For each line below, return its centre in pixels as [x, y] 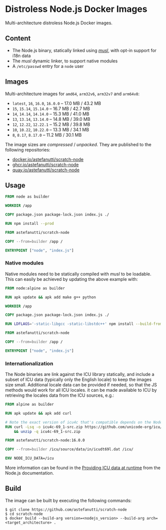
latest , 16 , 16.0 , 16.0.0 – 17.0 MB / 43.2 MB [57, 103]
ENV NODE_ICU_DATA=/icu [30, 458]
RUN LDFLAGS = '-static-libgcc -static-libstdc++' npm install [69, 324]
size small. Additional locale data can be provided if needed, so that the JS [81, 385]
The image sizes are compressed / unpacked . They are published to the [78, 144]
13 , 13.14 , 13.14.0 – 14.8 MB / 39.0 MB [51, 119]
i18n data [21, 55]
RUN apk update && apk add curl [38, 413]
